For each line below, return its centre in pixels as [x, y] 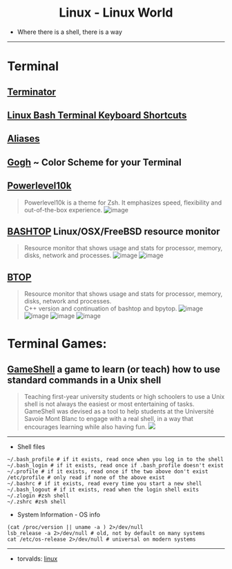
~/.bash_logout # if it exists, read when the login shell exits [103, 490]
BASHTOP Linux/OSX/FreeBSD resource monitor [114, 231]
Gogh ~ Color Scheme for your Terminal [94, 162]
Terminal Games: [57, 344]
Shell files [31, 447]
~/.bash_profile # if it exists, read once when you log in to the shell [116, 460]
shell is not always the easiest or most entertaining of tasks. [109, 404]
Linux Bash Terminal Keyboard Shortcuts [97, 115]
